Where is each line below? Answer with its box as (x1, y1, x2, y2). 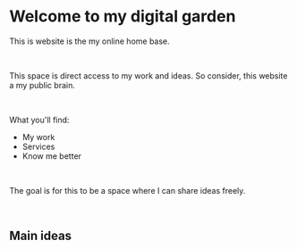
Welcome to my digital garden (9, 6, 236, 27)
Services (21, 141, 55, 152)
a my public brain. (9, 79, 76, 90)
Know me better (21, 150, 82, 162)
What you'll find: (9, 114, 70, 125)
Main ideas (9, 228, 72, 244)
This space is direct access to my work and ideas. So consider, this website (9, 70, 288, 81)
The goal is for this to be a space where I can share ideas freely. (9, 185, 246, 195)
